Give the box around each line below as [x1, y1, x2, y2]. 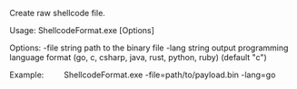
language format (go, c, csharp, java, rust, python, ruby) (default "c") [9, 52, 268, 62]
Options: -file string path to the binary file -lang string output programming [9, 42, 289, 53]
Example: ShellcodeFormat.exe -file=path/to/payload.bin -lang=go [9, 69, 276, 80]
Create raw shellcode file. [9, 8, 106, 18]
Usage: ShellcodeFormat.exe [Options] [9, 25, 154, 35]
